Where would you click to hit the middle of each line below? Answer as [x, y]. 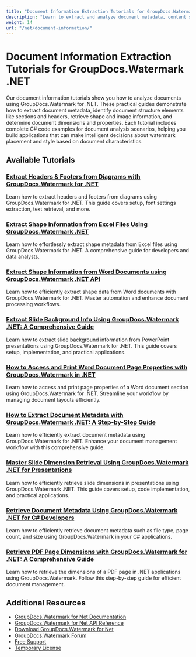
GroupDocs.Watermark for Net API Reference [69, 623]
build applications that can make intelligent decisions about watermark [91, 135]
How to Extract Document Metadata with [65, 415]
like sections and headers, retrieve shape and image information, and [89, 117]
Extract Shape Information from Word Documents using [87, 272]
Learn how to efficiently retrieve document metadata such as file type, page [97, 530]
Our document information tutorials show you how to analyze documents [94, 98]
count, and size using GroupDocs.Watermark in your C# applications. [89, 536]
